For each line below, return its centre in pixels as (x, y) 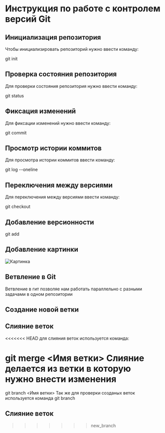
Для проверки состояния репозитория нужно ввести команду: (71, 86)
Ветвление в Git (31, 277)
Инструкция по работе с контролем (83, 9)
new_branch (103, 426)
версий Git (28, 19)
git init (12, 59)
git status (15, 96)
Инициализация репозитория (53, 37)
